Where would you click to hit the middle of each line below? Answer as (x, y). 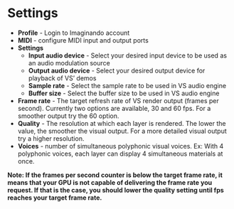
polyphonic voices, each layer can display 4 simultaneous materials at (120, 154)
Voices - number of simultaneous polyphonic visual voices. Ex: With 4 (121, 146)
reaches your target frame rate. (55, 198)
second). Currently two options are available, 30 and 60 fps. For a (114, 108)
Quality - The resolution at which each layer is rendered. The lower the (122, 123)
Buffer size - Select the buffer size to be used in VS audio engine (124, 93)
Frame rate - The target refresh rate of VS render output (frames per (118, 100)
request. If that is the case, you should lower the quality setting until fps (116, 190)
